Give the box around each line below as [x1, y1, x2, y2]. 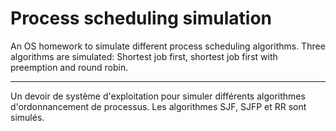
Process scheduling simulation [10, 7, 273, 30]
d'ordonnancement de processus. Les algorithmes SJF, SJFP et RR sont [10, 100, 307, 112]
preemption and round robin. [10, 61, 129, 73]
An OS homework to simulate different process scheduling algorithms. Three [10, 40, 326, 52]
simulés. [10, 111, 45, 123]
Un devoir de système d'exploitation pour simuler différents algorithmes [10, 90, 306, 102]
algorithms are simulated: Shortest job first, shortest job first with [10, 50, 278, 62]
